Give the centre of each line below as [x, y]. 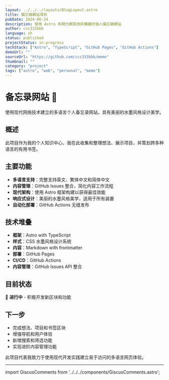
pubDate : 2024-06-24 [27, 19]
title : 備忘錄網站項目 [26, 15]
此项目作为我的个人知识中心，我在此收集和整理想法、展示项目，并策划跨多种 [84, 143]
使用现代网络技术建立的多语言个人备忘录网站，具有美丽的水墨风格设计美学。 [84, 112]
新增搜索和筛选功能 [32, 340]
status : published [24, 38]
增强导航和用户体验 [32, 334]
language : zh [19, 33]
